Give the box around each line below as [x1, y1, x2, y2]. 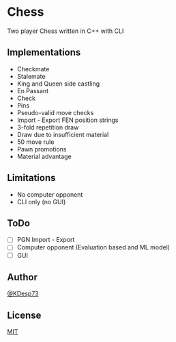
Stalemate [16, 72, 46, 80]
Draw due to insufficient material [16, 130, 109, 138]
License [7, 309, 42, 321]
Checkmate [16, 64, 50, 73]
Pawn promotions [16, 145, 67, 153]
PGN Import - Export [16, 236, 75, 244]
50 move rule [16, 138, 55, 146]
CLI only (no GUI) [16, 197, 66, 206]
